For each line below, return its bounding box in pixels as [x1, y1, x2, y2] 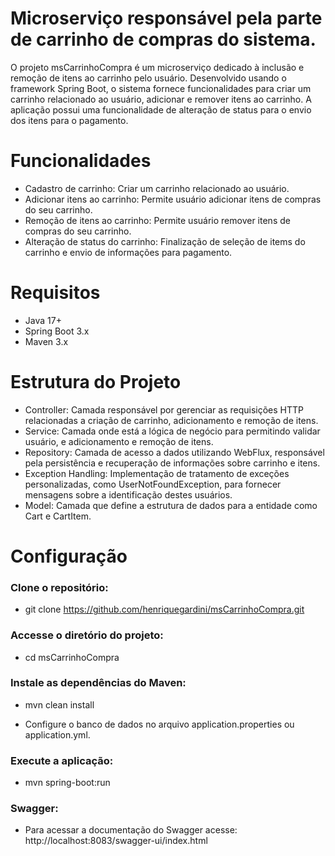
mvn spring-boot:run [24, 777, 111, 789]
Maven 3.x [24, 335, 69, 347]
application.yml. [24, 728, 91, 741]
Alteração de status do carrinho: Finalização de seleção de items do [24, 235, 306, 247]
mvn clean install [24, 698, 95, 711]
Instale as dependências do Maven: [10, 676, 187, 690]
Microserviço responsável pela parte [10, 7, 323, 30]
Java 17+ [24, 314, 62, 326]
